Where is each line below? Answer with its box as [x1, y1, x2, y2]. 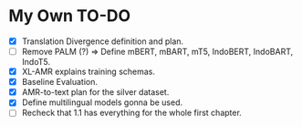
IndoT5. [21, 57, 51, 68]
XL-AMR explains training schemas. [21, 66, 156, 78]
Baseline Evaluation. [21, 77, 98, 88]
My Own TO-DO [8, 5, 131, 26]
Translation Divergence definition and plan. [21, 36, 184, 47]
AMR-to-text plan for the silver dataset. [21, 87, 170, 98]
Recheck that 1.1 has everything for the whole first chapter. [21, 107, 243, 119]
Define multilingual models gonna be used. [21, 97, 183, 108]
